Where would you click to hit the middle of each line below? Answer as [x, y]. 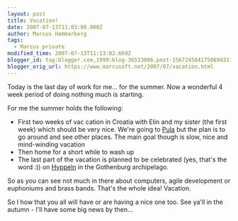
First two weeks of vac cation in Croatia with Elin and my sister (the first [122, 122]
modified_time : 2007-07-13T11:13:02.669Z [69, 54]
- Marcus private [39, 47]
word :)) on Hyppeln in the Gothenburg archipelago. [93, 166]
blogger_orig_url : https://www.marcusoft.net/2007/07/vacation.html [110, 67]
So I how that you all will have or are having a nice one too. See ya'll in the [115, 202]
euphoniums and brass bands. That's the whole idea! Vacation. [99, 188]
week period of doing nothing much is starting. [75, 94]
